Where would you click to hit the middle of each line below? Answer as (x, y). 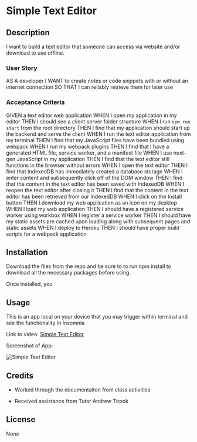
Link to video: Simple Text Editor (45, 334)
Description (28, 33)
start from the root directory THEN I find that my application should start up (98, 128)
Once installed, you (29, 284)
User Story (22, 68)
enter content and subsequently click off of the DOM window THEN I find (94, 178)
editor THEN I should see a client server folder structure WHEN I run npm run (98, 121)
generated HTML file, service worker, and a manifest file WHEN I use (89, 153)
